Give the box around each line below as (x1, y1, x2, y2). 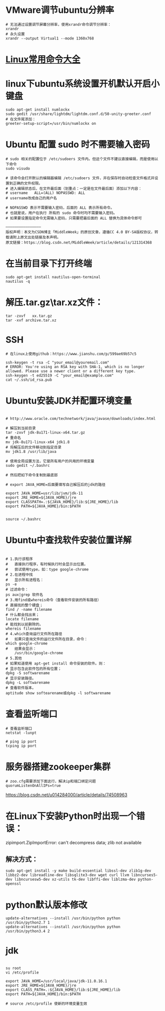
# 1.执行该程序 (5, 556, 33, 562)
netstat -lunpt (5, 730, 37, 735)
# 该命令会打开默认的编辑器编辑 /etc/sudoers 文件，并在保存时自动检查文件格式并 (5, 176, 155, 181)
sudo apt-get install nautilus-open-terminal (5, 274, 100, 279)
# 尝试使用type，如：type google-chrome (5, 567, 89, 572)
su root (5, 966, 22, 971)
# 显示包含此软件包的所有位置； (5, 666, 62, 671)
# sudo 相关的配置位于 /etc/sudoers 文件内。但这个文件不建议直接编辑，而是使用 (5, 156, 155, 161)
